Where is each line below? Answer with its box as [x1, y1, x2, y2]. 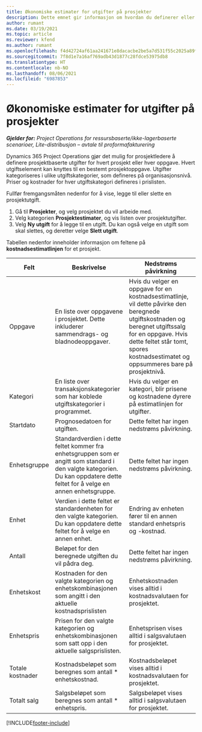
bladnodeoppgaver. [55, 338, 111, 346]
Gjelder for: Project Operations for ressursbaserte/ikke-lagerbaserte [6, 135, 177, 142]
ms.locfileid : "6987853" [6, 76, 69, 82]
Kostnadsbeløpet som [55, 660, 117, 669]
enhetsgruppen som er [55, 450, 120, 458]
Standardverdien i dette [55, 435, 121, 443]
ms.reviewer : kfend [6, 37, 55, 43]
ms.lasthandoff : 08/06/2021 [6, 70, 77, 76]
